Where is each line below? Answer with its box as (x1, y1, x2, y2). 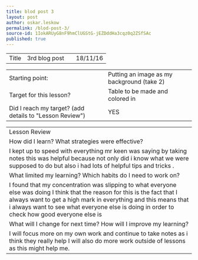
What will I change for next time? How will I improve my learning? (9, 220, 189, 228)
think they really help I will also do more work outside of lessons (9, 237, 186, 245)
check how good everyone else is (9, 210, 102, 218)
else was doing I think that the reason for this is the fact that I (9, 188, 178, 196)
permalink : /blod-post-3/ (6, 25, 70, 31)
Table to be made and (108, 87, 168, 95)
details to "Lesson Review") (9, 111, 85, 120)
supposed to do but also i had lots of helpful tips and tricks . (9, 162, 174, 170)
